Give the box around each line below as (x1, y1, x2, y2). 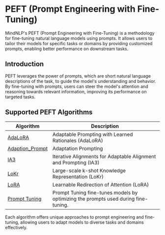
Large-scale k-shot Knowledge (52, 167, 126, 174)
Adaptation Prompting (52, 145, 103, 152)
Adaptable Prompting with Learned (52, 131, 133, 138)
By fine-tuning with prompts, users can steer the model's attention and (5, 83, 148, 89)
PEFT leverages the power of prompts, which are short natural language (5, 73, 151, 79)
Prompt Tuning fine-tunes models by (52, 189, 138, 196)
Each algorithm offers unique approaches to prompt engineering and (5, 214, 144, 220)
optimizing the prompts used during (52, 195, 135, 202)
